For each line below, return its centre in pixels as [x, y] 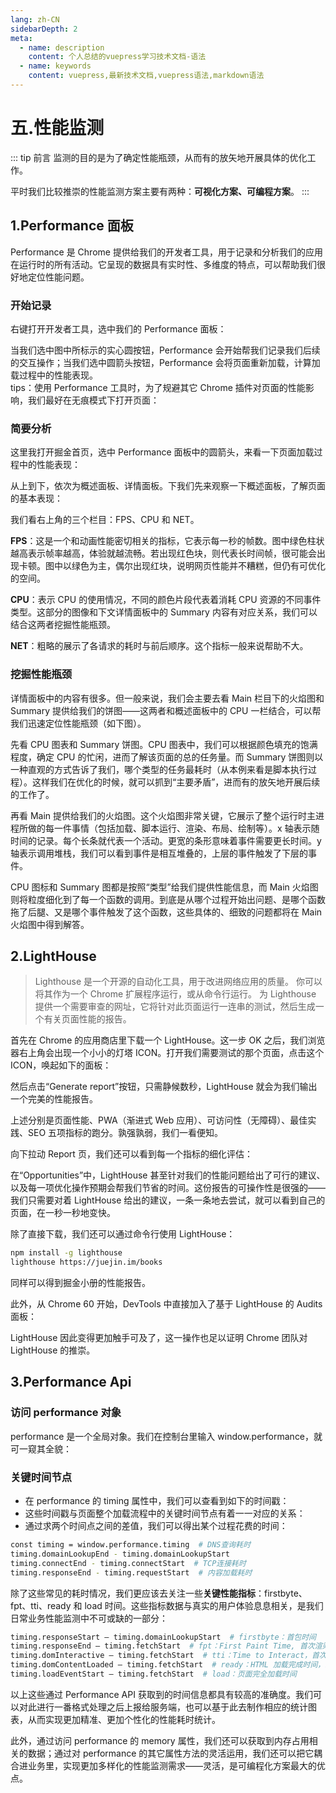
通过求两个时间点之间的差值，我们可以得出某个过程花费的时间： [156, 1526]
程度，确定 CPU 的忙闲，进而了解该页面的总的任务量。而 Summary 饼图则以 [167, 757]
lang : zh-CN [35, 19]
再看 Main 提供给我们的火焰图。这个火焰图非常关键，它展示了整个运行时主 [163, 815]
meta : [21, 38]
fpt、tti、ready [41, 1605]
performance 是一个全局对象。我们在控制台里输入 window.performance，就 [166, 1436]
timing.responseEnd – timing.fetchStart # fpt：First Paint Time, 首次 [162, 1646]
